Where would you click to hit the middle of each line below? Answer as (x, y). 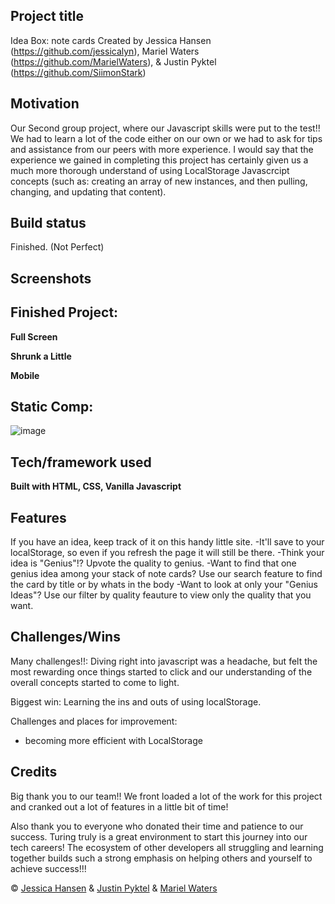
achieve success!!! (48, 868)
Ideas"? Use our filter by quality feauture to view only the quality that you (161, 595)
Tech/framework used (81, 462)
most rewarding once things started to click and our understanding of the (161, 671)
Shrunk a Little (41, 356)
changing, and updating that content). (88, 191)
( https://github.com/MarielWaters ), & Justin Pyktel (113, 61)
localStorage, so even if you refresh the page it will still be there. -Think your (167, 553)
